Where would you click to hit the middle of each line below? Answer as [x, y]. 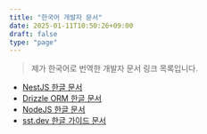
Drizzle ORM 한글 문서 [62, 99]
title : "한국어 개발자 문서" [56, 17]
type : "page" [33, 42]
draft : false [33, 34]
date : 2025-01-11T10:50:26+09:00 [71, 26]
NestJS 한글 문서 [52, 87]
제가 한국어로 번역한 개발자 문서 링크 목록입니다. [114, 68]
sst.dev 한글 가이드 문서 [64, 121]
